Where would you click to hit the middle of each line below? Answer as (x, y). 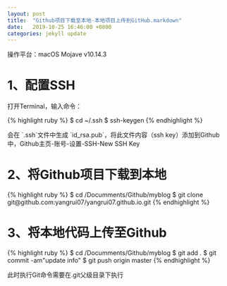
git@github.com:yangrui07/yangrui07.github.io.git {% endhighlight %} (109, 202)
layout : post (26, 14)
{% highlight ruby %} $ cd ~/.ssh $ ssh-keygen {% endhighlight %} (105, 120)
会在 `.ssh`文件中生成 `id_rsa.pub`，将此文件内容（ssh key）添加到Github (114, 135)
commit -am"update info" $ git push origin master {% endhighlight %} (109, 261)
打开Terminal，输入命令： (45, 106)
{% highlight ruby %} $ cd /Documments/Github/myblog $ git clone (105, 195)
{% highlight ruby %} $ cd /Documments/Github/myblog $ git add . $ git (112, 253)
